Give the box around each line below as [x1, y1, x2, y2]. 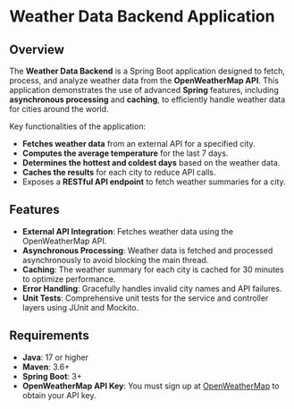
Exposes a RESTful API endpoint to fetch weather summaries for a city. [21, 176, 286, 187]
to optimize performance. [21, 273, 116, 284]
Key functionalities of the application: [9, 121, 146, 132]
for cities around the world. [9, 104, 109, 114]
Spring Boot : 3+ [21, 371, 82, 381]
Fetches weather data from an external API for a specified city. [21, 139, 256, 149]
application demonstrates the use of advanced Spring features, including [9, 85, 279, 95]
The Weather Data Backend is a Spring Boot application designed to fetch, [9, 65, 286, 76]
